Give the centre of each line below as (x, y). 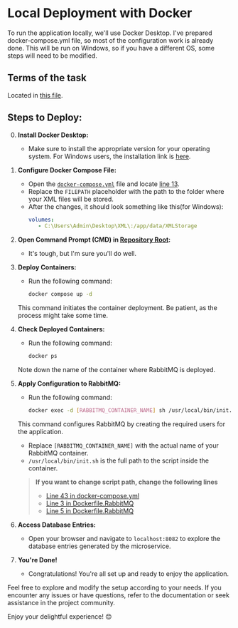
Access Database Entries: (56, 525)
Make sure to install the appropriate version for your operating (119, 148)
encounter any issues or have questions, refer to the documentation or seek (118, 595)
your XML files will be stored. (71, 199)
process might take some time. (63, 316)
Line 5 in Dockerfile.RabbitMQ (90, 510)
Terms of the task (47, 78)
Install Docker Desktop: (53, 135)
